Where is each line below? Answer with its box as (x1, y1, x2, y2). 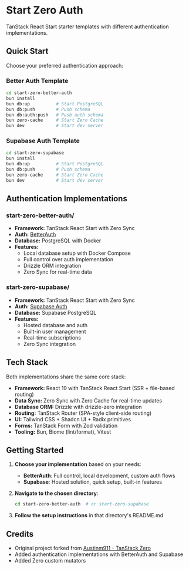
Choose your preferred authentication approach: (6, 62, 123, 69)
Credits (6, 529, 34, 539)
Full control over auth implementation (23, 256, 114, 263)
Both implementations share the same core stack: (6, 373, 126, 380)
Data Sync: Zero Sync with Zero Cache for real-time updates (14, 397, 163, 404)
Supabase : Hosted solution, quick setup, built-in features (23, 478, 163, 485)
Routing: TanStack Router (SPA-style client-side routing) (14, 410, 152, 417)
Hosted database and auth (23, 321, 88, 328)
